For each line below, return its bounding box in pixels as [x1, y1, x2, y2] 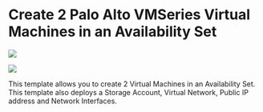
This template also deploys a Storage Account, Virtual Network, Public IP [8, 87, 249, 97]
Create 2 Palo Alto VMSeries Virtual [8, 6, 251, 24]
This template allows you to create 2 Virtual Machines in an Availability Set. [8, 78, 256, 89]
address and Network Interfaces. [8, 96, 118, 106]
